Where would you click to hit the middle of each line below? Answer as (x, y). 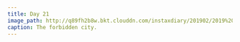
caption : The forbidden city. (52, 27)
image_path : (25, 21)
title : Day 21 (29, 14)
